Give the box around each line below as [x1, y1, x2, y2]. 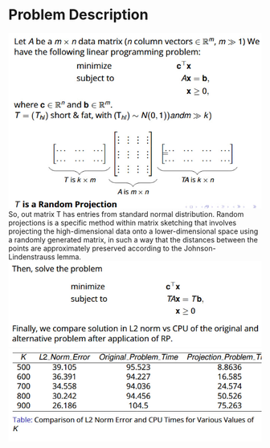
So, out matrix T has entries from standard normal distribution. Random [8, 209, 244, 218]
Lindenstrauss [8, 251, 55, 262]
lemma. [56, 251, 82, 262]
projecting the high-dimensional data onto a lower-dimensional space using [8, 226, 259, 236]
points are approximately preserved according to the [8, 243, 182, 253]
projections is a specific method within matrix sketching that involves [8, 218, 237, 227]
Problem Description [8, 6, 149, 24]
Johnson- [183, 243, 216, 253]
